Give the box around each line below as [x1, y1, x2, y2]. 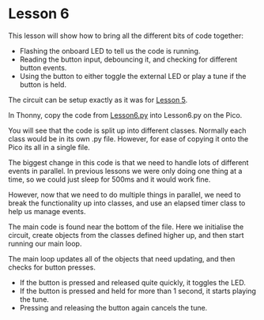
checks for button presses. [8, 262, 96, 272]
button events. [19, 62, 67, 72]
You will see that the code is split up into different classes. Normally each [8, 126, 247, 135]
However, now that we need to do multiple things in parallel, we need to [8, 190, 241, 199]
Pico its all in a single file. [8, 142, 91, 152]
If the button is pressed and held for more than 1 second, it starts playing [19, 286, 257, 296]
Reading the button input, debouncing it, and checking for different [19, 55, 238, 64]
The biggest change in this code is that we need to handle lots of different [8, 157, 249, 167]
